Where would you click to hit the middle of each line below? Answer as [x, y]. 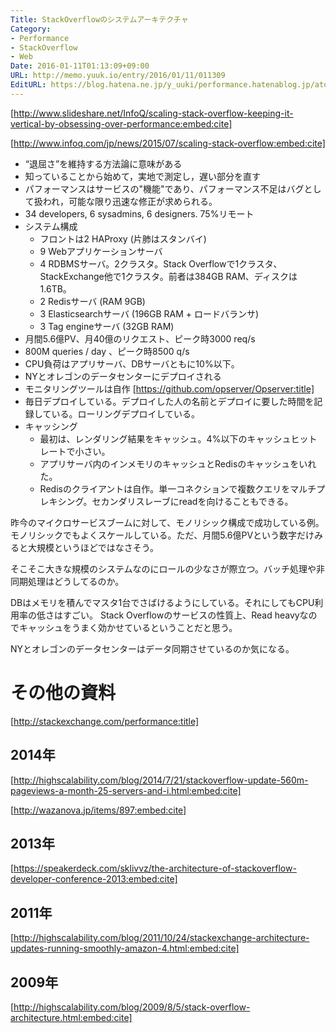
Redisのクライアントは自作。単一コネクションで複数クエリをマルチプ [182, 488]
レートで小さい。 [75, 451]
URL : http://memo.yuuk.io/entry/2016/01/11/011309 [118, 76]
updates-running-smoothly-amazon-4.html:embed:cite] [125, 948]
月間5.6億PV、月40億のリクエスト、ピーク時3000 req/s [140, 338]
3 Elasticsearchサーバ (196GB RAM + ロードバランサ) [149, 313]
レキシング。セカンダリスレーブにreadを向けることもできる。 [166, 501]
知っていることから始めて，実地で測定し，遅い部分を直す [143, 176]
